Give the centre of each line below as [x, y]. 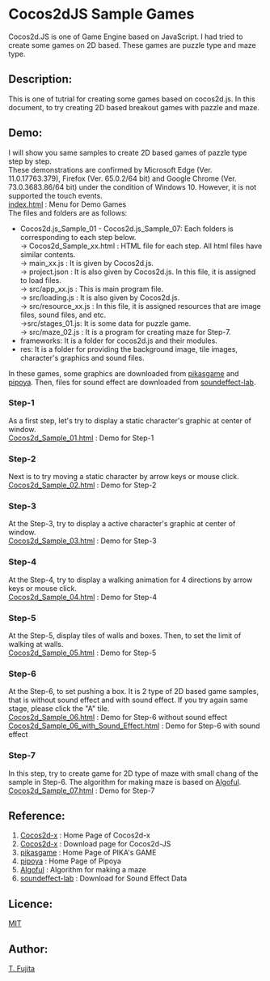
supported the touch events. [55, 195]
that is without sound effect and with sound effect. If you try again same [128, 700]
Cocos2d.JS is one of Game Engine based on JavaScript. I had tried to [126, 36]
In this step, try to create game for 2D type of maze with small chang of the [133, 773]
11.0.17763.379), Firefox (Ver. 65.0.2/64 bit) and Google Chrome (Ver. [122, 178]
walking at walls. [36, 645]
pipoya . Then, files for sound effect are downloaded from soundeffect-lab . [132, 382]
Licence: [31, 904]
